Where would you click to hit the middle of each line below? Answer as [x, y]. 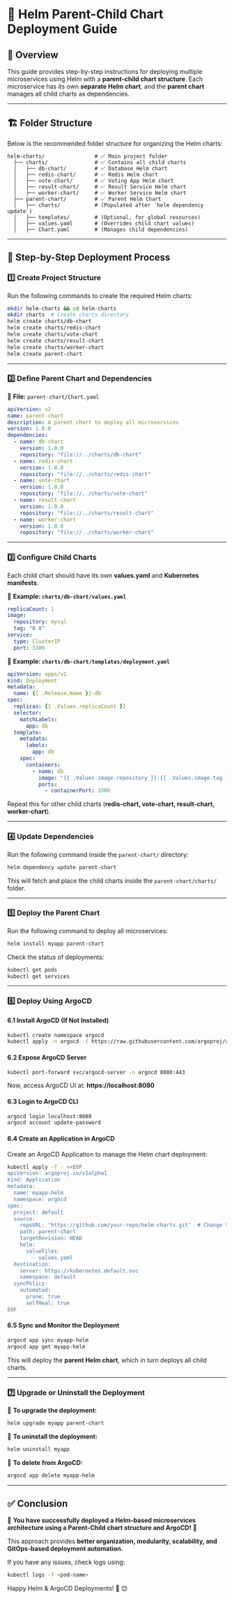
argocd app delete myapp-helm [51, 1475]
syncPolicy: [31, 1284]
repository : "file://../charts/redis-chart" [85, 474]
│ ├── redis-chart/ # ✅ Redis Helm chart [86, 174]
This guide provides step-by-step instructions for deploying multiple [105, 72]
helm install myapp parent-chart [56, 944]
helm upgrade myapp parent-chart [56, 1423]
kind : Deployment [32, 680]
